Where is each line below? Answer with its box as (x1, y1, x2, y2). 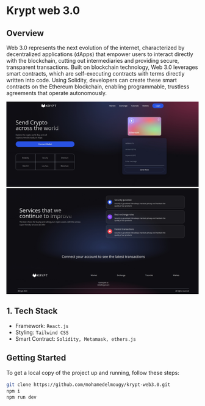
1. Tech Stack (6, 306, 58, 316)
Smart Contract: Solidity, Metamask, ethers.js (15, 335, 136, 342)
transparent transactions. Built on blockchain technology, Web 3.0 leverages (6, 63, 198, 71)
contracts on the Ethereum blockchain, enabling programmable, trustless (6, 83, 190, 90)
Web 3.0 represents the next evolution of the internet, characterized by (6, 44, 185, 51)
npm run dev (6, 394, 37, 401)
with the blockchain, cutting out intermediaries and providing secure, (6, 57, 179, 64)
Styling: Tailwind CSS (15, 329, 69, 336)
